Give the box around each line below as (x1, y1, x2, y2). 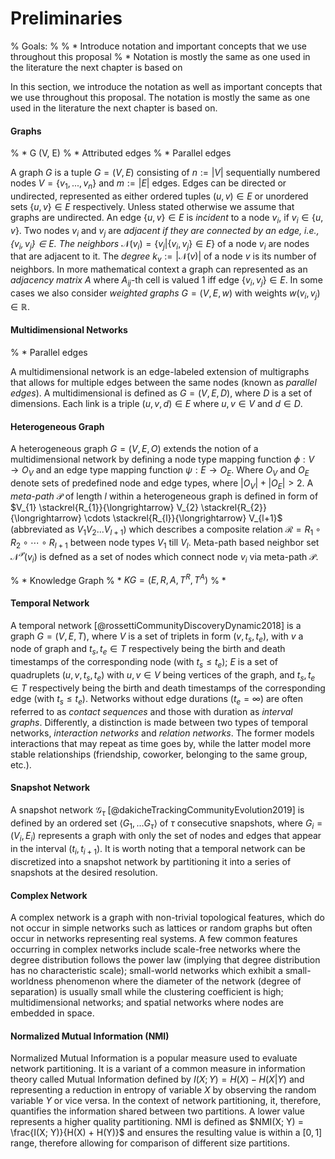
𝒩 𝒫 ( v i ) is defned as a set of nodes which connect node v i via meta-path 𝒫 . (10, 549, 319, 565)
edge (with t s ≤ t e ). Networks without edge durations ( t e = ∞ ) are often (10, 692, 303, 707)
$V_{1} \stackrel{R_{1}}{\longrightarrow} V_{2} (10, 501, 199, 513)
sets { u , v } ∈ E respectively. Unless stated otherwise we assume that (10, 200, 295, 212)
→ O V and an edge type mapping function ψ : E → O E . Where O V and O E (10, 464, 310, 478)
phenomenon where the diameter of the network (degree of (55, 975, 302, 987)
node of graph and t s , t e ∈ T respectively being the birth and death (10, 643, 286, 657)
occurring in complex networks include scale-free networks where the (10, 943, 301, 956)
